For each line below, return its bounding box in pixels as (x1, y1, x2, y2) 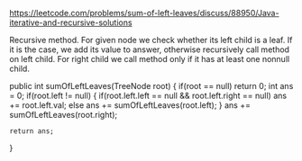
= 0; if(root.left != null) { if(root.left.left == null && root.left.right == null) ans (9, 90, 287, 101)
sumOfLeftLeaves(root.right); (9, 110, 118, 120)
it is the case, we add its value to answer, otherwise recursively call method (9, 44, 290, 55)
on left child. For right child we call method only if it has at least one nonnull (9, 54, 290, 64)
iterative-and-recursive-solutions (9, 17, 133, 28)
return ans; (9, 127, 54, 136)
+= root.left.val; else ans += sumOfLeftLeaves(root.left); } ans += (9, 100, 251, 111)
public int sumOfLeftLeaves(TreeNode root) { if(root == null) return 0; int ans (9, 81, 294, 91)
